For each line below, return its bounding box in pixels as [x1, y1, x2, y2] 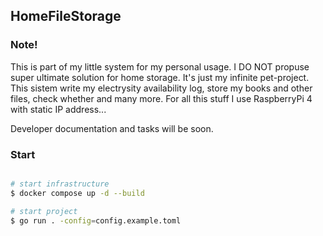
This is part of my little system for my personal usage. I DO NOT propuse [10, 60, 310, 73]
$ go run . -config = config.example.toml [10, 215, 182, 226]
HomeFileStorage [10, 8, 122, 25]
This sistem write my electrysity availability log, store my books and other [10, 82, 313, 94]
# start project [10, 206, 78, 216]
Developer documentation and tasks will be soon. [10, 122, 214, 134]
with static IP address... [10, 103, 107, 115]
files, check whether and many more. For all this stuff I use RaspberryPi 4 [10, 92, 313, 104]
